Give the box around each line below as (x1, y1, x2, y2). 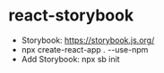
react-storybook (8, 5, 134, 26)
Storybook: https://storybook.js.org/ (21, 35, 155, 45)
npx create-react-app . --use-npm (21, 44, 149, 54)
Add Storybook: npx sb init (21, 53, 120, 64)
